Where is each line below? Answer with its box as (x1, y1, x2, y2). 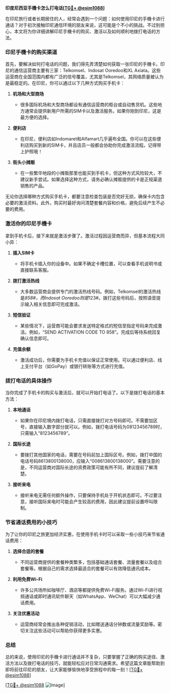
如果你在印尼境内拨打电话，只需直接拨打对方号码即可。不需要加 (20, 417, 153, 423)
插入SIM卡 (12, 249, 34, 256)
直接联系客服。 (20, 267, 52, 273)
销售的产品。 (20, 183, 47, 189)
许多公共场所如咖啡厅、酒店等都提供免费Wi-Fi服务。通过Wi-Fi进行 (20, 587, 158, 593)
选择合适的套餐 (12, 549, 44, 555)
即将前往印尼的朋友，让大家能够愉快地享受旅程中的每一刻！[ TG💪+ (5, 667, 143, 673)
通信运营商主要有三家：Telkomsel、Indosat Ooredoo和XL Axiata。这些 (14, 67, 161, 74)
